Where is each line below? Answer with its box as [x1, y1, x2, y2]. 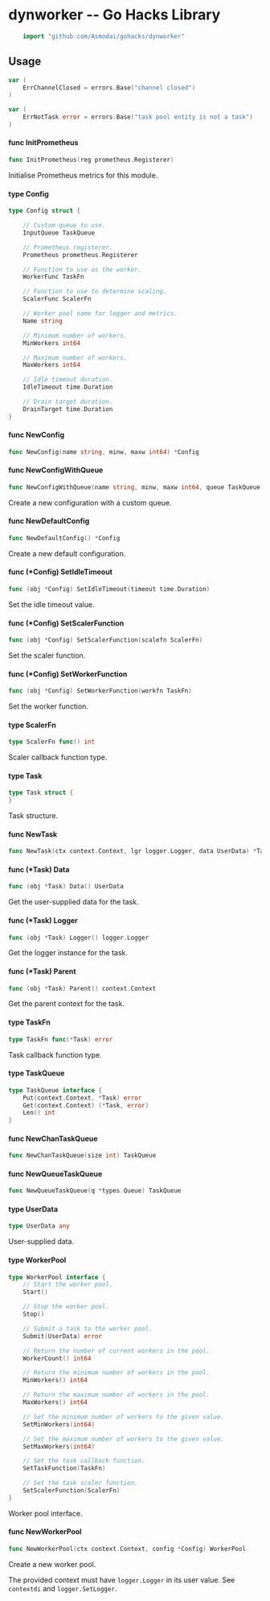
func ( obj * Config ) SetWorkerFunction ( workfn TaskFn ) [8, 687, 193, 695]
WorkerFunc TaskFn [22, 272, 84, 281]
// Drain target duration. [22, 397, 113, 406]
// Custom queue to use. [22, 222, 106, 230]
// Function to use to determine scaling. [22, 288, 167, 296]
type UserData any [8, 1222, 70, 1230]
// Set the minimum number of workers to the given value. [22, 1412, 225, 1420]
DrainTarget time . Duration [22, 405, 113, 413]
